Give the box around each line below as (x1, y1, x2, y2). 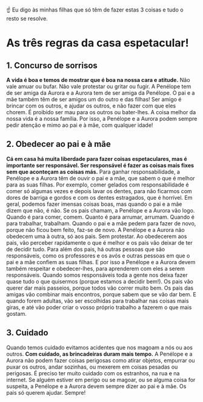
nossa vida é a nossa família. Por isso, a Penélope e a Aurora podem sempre (6, 115, 198, 122)
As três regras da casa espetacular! (6, 36, 189, 50)
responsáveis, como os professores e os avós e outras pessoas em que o (6, 252, 190, 259)
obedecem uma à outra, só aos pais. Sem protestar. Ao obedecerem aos (6, 233, 187, 240)
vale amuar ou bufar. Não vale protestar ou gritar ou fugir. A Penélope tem (6, 83, 191, 90)
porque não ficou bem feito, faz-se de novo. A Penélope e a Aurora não (6, 226, 185, 233)
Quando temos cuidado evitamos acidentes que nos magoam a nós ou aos (6, 344, 193, 351)
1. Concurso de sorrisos (6, 60, 98, 70)
